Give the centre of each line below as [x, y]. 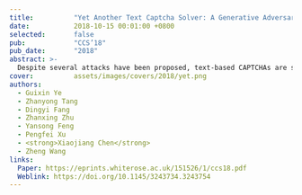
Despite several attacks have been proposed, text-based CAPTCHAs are [152, 68]
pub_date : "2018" [54, 51]
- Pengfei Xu [42, 135]
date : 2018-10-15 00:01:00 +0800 [92, 26]
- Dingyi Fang [44, 110]
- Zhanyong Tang [48, 101]
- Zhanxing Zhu [46, 118]
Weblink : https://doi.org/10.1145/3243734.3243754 [114, 176]
